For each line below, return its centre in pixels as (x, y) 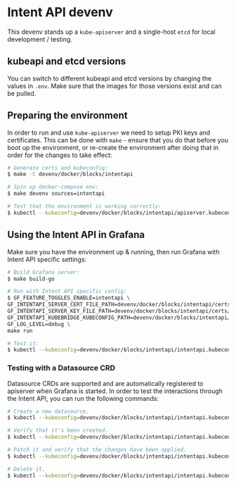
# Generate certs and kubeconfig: (58, 168)
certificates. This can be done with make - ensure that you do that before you (118, 140)
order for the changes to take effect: (60, 155)
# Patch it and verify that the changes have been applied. (97, 450)
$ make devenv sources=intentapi (56, 194)
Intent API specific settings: (47, 259)
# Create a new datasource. (48, 411)
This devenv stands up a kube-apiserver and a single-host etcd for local (111, 32)
